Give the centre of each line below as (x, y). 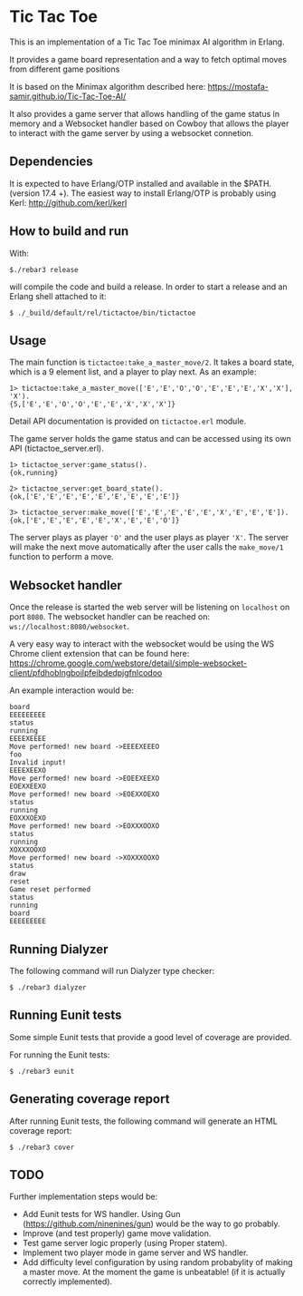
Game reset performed (50, 890)
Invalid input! (38, 763)
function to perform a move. (62, 557)
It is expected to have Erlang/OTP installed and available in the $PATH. (141, 183)
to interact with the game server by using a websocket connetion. (132, 132)
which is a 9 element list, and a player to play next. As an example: (133, 372)
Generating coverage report (90, 1099)
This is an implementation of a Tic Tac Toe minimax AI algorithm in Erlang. (147, 42)
